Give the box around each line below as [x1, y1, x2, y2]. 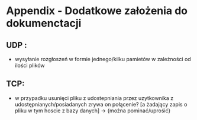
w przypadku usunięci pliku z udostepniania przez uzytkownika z [14, 94, 173, 101]
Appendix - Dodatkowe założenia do [6, 4, 188, 18]
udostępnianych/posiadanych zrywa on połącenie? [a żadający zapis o [14, 101, 188, 108]
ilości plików [14, 62, 46, 69]
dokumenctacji [6, 16, 82, 30]
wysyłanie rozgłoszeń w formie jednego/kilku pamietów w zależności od [14, 56, 191, 62]
